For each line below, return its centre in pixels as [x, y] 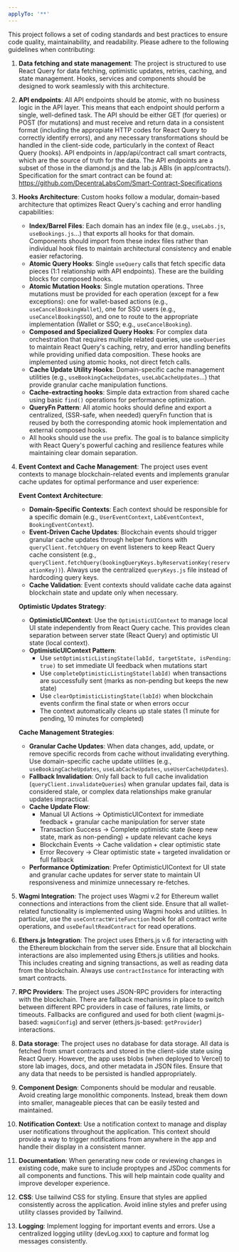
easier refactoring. [56, 256]
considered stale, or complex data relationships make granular [120, 791]
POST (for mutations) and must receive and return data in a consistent [121, 122]
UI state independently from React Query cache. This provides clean [129, 627]
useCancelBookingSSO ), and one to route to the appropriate [113, 316]
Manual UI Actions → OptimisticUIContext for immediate [122, 814]
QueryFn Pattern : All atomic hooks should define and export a [120, 407]
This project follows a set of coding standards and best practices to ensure [118, 34]
